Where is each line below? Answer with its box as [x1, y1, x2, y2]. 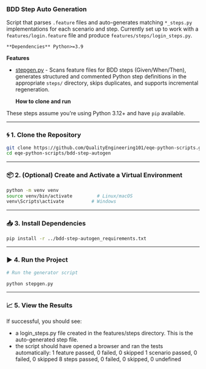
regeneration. [15, 86, 50, 93]
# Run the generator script [6, 269, 78, 276]
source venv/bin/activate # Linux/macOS [6, 192, 133, 199]
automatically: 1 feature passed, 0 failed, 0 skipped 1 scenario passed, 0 [15, 349, 197, 356]
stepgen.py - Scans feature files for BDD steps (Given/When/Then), [15, 66, 186, 74]
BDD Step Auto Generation [6, 5, 87, 13]
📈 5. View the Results [6, 301, 73, 310]
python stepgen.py [6, 281, 53, 287]
